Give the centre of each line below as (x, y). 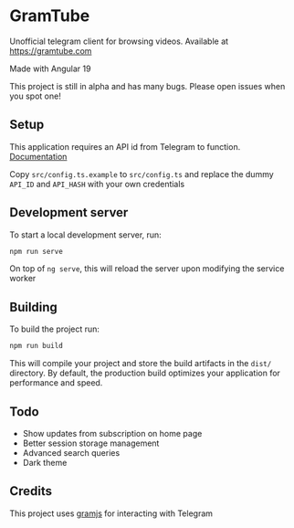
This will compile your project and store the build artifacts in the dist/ (141, 364)
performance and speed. (56, 383)
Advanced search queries (71, 452)
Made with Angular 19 (50, 69)
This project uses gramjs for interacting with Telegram (111, 513)
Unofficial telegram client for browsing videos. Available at (119, 41)
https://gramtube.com (51, 50)
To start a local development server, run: (85, 235)
